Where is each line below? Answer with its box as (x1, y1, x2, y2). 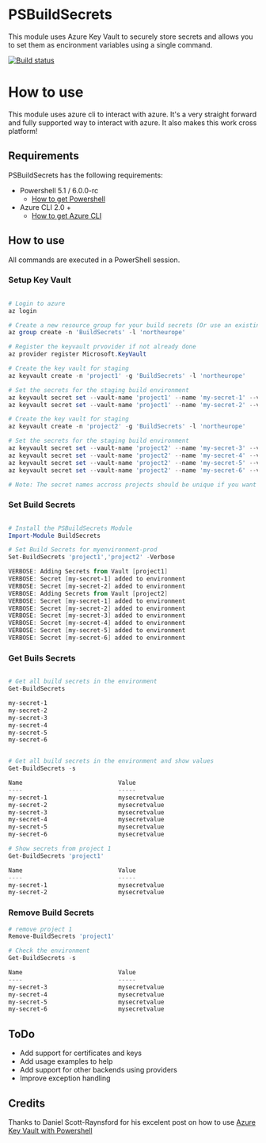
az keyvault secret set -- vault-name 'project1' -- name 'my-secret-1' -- (8, 394, 257, 402)
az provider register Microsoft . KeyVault (8, 350, 147, 358)
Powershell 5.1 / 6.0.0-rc (19, 185, 99, 195)
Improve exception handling (19, 1073, 111, 1083)
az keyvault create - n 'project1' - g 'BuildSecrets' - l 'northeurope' (8, 371, 246, 379)
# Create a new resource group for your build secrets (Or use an (8, 321, 232, 330)
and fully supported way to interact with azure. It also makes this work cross (8, 117, 257, 128)
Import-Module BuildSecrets (8, 531, 101, 539)
